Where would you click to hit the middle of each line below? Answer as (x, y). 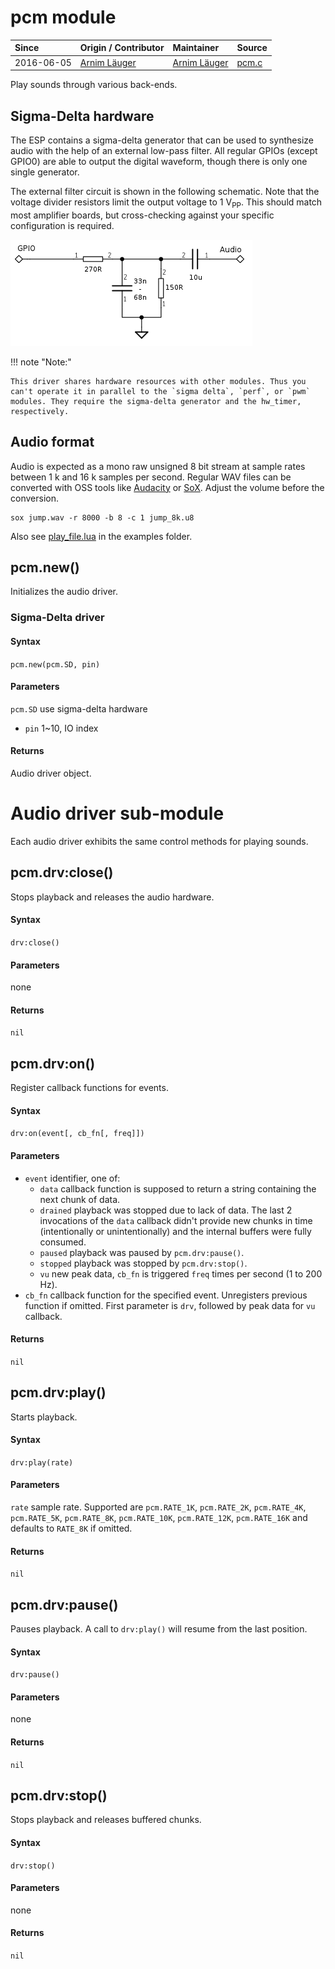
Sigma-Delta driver (57, 618)
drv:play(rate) (42, 1462)
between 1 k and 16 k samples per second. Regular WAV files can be (151, 477)
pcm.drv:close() (62, 872)
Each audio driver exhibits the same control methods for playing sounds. (159, 841)
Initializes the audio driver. (64, 592)
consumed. (63, 1242)
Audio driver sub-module (117, 813)
